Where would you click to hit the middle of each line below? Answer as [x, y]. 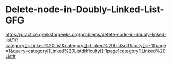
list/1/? [12, 40]
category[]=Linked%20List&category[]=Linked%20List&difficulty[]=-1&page [86, 45]
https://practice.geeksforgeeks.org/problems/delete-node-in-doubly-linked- [86, 34]
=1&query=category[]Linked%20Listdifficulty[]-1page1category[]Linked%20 [85, 51]
